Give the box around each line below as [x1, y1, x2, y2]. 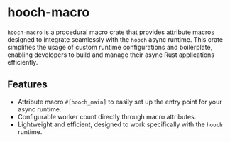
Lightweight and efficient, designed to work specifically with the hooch [17, 120, 223, 129]
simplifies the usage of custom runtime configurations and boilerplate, [7, 43, 213, 51]
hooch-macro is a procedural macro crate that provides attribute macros [7, 28, 215, 36]
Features [7, 79, 48, 91]
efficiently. [7, 58, 38, 66]
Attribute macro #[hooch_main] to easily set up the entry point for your [17, 97, 222, 106]
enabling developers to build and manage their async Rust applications [7, 50, 215, 59]
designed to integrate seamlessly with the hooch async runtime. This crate [7, 35, 224, 43]
